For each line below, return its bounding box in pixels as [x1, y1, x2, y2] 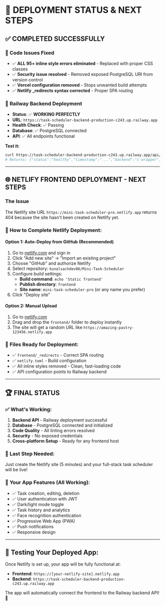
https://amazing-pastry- [83, 325, 134, 330]
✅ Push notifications [12, 523, 54, 529]
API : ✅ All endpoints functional [12, 133, 75, 139]
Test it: [5, 143, 20, 149]
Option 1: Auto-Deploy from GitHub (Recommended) [5, 239, 114, 245]
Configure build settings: [12, 270, 62, 276]
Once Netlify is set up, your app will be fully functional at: [5, 561, 121, 567]
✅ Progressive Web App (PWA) [12, 518, 75, 524]
